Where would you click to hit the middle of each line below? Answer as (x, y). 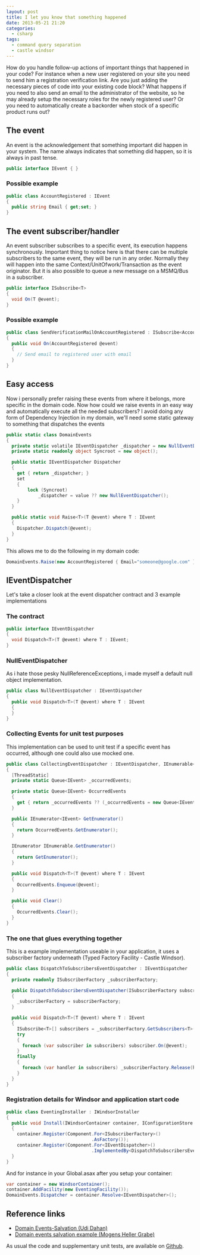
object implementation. (34, 680)
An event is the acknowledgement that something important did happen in (97, 145)
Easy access (30, 384)
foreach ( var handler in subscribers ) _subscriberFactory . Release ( (107, 1068)
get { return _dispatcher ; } (53, 473)
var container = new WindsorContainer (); (58, 1184)
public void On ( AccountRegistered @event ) (65, 343)
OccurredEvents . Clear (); (48, 912)
